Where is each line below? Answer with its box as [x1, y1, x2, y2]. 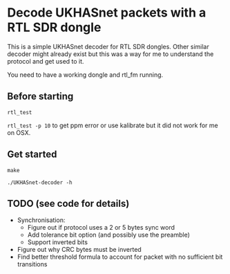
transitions [17, 260, 48, 268]
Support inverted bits [27, 238, 88, 246]
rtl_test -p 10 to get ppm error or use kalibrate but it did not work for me [7, 121, 219, 129]
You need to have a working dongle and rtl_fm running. [7, 71, 164, 79]
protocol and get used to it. [7, 57, 84, 65]
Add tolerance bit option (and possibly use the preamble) [27, 230, 190, 239]
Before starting [7, 91, 74, 102]
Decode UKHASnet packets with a [7, 5, 207, 21]
